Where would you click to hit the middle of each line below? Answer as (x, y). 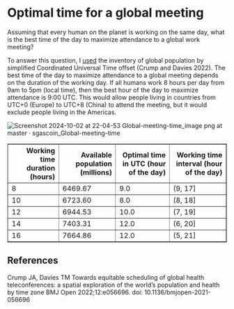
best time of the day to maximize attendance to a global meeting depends (113, 75)
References (33, 261)
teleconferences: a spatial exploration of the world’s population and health (114, 285)
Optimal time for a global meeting (106, 13)
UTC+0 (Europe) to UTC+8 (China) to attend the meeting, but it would (107, 104)
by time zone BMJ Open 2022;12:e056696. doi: (75, 292)
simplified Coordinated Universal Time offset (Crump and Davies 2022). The (117, 68)
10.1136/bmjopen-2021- (177, 292)
